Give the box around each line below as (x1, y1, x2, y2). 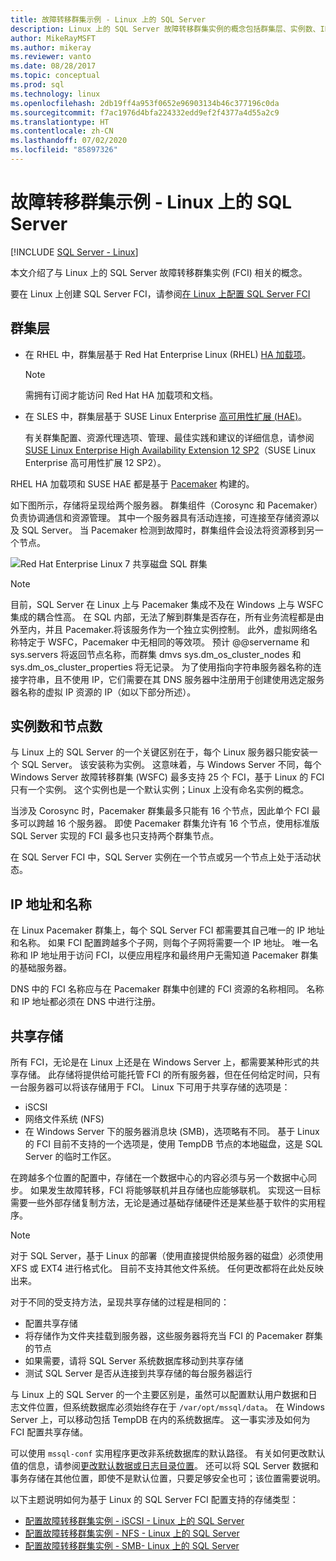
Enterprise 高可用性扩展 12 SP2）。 (24, 456, 167, 468)
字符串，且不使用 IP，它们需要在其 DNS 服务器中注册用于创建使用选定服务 (18, 673, 325, 685)
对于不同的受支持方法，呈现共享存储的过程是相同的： (10, 1296, 230, 1308)
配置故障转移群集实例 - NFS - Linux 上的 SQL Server (24, 1527, 240, 1540)
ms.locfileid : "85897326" (10, 145, 118, 155)
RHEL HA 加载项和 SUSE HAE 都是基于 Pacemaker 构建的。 (10, 477, 255, 490)
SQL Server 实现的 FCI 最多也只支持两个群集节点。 (10, 830, 220, 842)
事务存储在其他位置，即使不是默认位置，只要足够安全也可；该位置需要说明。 (10, 1472, 326, 1485)
